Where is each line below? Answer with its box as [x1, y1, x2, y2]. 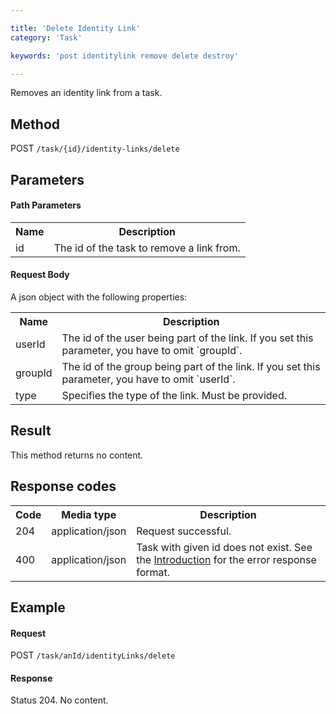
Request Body [10, 269, 70, 281]
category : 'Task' [10, 32, 83, 43]
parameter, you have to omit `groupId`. [61, 343, 243, 357]
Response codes [10, 478, 117, 495]
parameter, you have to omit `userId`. [61, 372, 236, 386]
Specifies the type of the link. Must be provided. [61, 388, 288, 402]
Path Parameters [10, 199, 82, 211]
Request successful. [136, 524, 232, 538]
